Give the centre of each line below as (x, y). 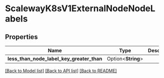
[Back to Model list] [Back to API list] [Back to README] (61, 71)
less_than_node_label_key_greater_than (55, 59)
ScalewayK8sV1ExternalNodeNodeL (80, 9)
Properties (21, 37)
